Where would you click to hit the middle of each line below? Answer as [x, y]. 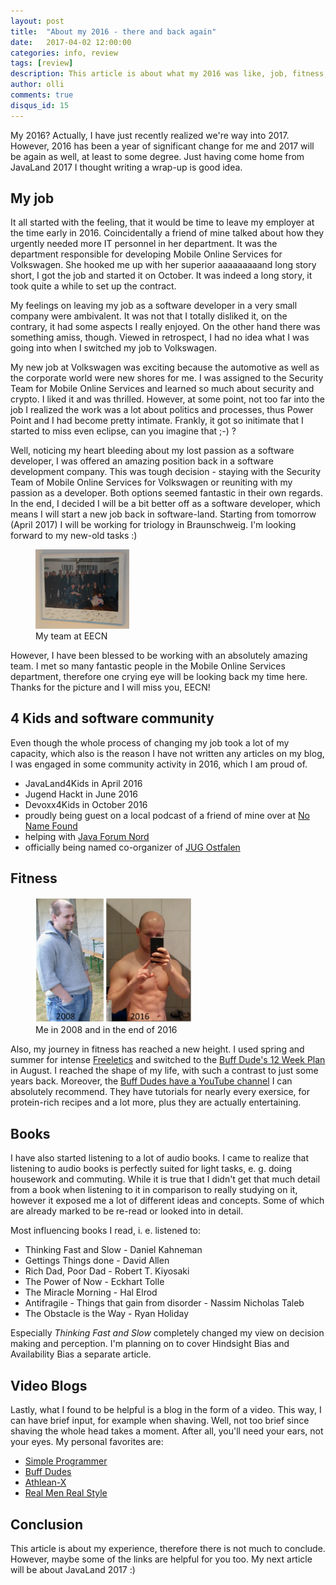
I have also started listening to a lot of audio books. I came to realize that [160, 1158]
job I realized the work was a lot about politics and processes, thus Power [162, 410]
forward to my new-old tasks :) [74, 536]
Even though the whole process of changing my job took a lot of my [150, 742]
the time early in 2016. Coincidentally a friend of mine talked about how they [167, 233]
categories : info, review [64, 53]
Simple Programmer [66, 1461]
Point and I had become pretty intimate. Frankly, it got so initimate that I [157, 421]
